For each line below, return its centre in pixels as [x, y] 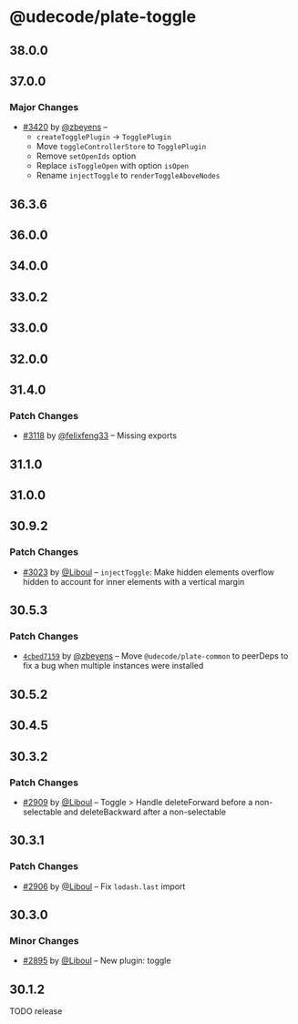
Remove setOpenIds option [86, 156]
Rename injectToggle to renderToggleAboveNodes [128, 176]
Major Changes [44, 107]
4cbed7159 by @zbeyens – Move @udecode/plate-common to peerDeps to [155, 656]
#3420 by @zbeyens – [65, 127]
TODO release [36, 1011]
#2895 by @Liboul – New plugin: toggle [97, 961]
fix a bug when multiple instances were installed [113, 666]
